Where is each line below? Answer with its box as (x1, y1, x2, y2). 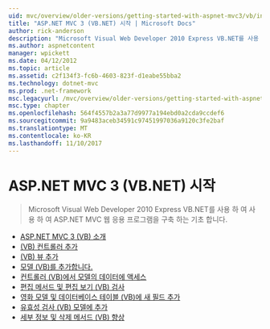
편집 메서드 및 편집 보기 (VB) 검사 (19, 282, 125, 292)
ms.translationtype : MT (8, 124, 88, 132)
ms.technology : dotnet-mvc (8, 79, 99, 87)
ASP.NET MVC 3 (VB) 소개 (19, 231, 107, 242)
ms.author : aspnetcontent (8, 42, 95, 50)
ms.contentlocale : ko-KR (8, 131, 92, 140)
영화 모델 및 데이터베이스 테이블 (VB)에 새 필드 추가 (19, 292, 181, 302)
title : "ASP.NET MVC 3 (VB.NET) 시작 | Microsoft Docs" (8, 19, 196, 27)
